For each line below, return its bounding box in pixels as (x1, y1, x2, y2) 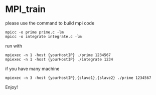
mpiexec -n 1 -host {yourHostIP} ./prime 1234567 (5, 52, 111, 57)
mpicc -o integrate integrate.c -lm (5, 34, 82, 39)
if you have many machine (5, 65, 60, 71)
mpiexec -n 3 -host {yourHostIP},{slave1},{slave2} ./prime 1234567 (5, 75, 151, 80)
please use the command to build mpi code (5, 20, 95, 26)
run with (5, 42, 23, 48)
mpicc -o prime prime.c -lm (5, 29, 64, 34)
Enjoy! (5, 84, 19, 90)
